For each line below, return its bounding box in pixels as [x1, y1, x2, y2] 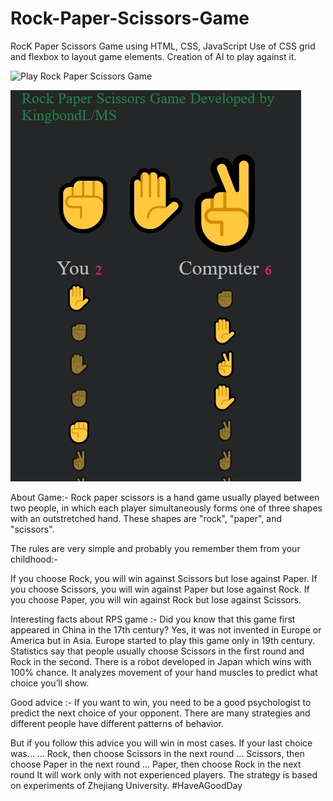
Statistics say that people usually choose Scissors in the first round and [10, 645, 305, 657]
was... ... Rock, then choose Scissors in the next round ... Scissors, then [10, 747, 305, 759]
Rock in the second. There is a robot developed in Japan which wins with [10, 655, 312, 667]
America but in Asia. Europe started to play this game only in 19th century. [10, 634, 315, 646]
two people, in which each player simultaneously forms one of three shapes [10, 502, 323, 514]
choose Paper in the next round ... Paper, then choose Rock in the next [10, 758, 302, 770]
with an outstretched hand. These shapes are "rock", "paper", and [10, 512, 283, 524]
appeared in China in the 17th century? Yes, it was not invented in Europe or [10, 623, 322, 636]
